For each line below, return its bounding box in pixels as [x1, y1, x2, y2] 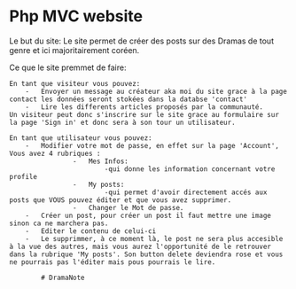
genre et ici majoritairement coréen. [9, 44, 140, 55]
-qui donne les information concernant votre [104, 164, 276, 174]
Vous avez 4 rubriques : [9, 149, 101, 158]
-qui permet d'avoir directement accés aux [104, 188, 268, 197]
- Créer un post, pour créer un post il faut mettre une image [25, 211, 272, 220]
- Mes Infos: [72, 157, 129, 166]
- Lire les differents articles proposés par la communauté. [25, 102, 264, 112]
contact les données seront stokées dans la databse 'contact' [9, 95, 248, 104]
